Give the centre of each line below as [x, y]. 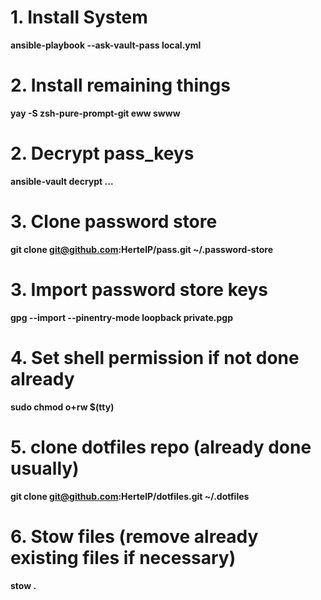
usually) [45, 468]
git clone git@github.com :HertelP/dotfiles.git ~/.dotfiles [130, 496]
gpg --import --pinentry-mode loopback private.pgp [121, 317]
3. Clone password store [114, 222]
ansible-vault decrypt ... [62, 181]
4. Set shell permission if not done [155, 357]
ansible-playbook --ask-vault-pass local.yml [106, 45]
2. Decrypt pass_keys [102, 153]
